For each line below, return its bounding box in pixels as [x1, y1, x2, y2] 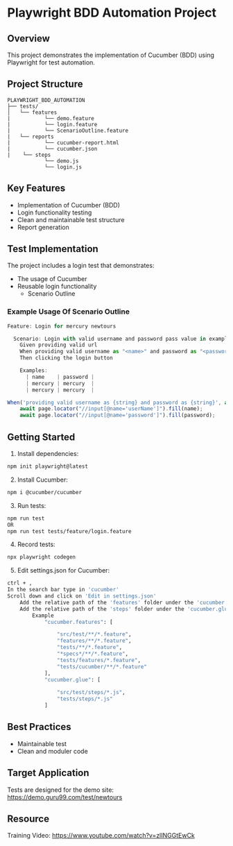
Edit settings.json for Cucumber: [17, 566, 110, 575]
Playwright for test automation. [7, 58, 96, 67]
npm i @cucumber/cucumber [7, 489, 82, 496]
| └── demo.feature [7, 115, 95, 122]
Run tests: [17, 501, 46, 509]
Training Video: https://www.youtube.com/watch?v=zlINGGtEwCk [7, 831, 196, 840]
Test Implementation [7, 243, 98, 255]
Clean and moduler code [17, 747, 88, 755]
